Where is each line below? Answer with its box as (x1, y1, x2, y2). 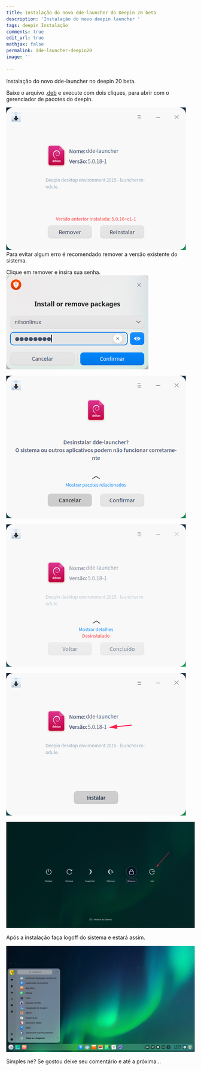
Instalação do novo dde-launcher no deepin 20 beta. (6, 77, 136, 85)
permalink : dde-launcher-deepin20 (6, 48, 93, 54)
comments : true (6, 29, 44, 35)
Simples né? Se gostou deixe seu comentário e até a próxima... (6, 1058, 162, 1065)
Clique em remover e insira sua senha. (6, 268, 100, 276)
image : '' (6, 54, 31, 60)
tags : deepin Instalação (6, 22, 68, 28)
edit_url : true (6, 35, 44, 41)
